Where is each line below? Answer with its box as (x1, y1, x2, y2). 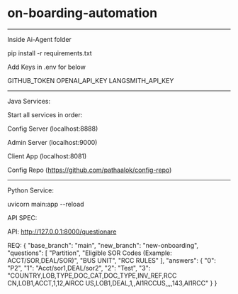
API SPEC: (7, 213, 38, 222)
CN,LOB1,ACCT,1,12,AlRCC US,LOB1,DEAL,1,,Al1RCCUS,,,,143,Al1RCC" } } (7, 278, 217, 287)
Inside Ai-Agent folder (7, 35, 72, 43)
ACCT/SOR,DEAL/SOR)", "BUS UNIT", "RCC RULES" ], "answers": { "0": (7, 256, 216, 264)
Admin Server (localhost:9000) (7, 138, 98, 146)
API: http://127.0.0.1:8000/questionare (7, 227, 117, 236)
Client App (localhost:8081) (7, 151, 87, 160)
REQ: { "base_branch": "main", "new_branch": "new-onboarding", (7, 241, 199, 249)
